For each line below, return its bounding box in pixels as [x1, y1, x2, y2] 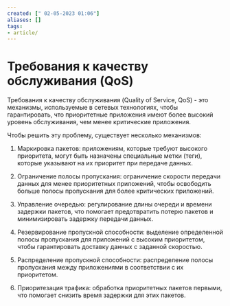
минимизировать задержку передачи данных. [16, 215, 153, 223]
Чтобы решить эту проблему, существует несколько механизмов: [7, 131, 202, 139]
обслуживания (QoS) [7, 73, 134, 89]
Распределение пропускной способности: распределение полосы [16, 256, 214, 264]
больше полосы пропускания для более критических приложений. [16, 187, 214, 196]
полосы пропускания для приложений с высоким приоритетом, [16, 235, 205, 244]
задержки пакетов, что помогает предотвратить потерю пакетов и [16, 207, 214, 216]
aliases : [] [7, 16, 41, 23]
